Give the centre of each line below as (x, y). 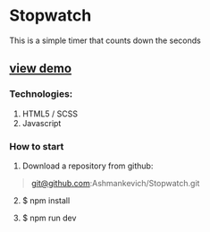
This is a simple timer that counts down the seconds (105, 40)
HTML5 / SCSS (50, 114)
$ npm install (46, 200)
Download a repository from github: (88, 166)
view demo (41, 69)
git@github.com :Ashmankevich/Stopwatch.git (115, 183)
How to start (37, 146)
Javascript (42, 123)
